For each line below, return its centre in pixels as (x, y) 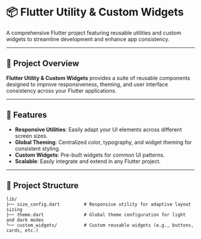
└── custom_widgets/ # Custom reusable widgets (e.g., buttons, (100, 225)
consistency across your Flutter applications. (61, 90)
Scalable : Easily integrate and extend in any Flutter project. (88, 161)
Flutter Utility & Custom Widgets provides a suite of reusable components (98, 78)
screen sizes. (31, 136)
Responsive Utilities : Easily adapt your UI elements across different (98, 129)
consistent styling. (37, 148)
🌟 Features (27, 115)
